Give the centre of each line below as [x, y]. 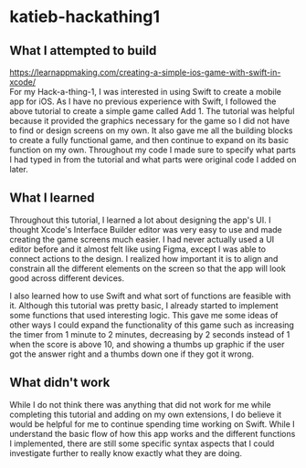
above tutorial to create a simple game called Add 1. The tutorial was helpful [152, 111]
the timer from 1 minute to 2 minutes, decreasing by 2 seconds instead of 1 [150, 334]
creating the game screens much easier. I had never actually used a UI [142, 239]
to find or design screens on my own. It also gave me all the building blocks [151, 130]
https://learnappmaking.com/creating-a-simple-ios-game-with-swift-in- [145, 72]
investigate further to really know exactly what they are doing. [126, 452]
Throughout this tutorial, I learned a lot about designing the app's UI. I [140, 220]
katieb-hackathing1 [84, 17]
